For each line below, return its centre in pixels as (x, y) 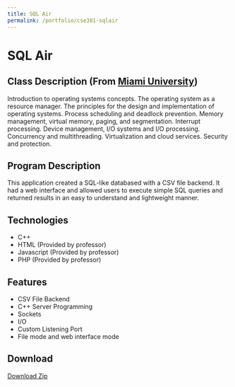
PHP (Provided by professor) (59, 260)
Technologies (38, 220)
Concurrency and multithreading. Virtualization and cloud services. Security (117, 136)
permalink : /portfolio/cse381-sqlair (63, 21)
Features (27, 282)
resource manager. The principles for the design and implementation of (111, 106)
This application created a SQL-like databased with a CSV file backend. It (114, 183)
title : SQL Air (30, 14)
